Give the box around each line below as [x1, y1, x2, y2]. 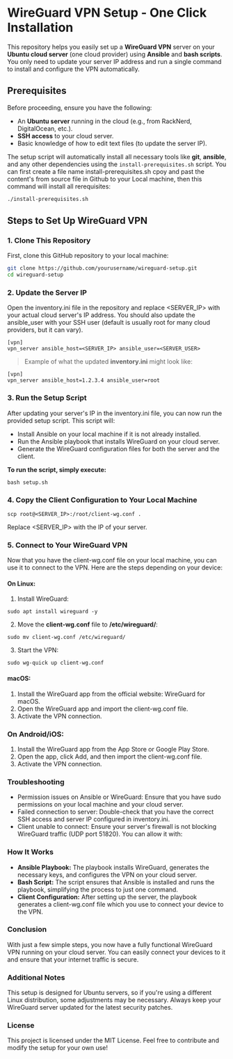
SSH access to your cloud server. [17, 131, 114, 140]
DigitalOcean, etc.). [17, 124, 73, 133]
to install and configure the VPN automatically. [7, 65, 140, 73]
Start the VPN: [17, 646, 59, 654]
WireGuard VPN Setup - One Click [7, 5, 207, 21]
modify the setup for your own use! [7, 1044, 108, 1052]
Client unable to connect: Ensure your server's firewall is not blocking [17, 823, 217, 831]
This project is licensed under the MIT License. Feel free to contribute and [7, 1036, 219, 1044]
